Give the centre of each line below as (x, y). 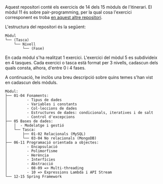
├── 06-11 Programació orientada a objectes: (52, 143)
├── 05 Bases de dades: (29, 121)
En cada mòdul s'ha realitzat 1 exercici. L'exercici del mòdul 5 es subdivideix (81, 57)
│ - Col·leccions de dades (41, 109)
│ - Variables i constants (41, 104)
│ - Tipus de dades (34, 100)
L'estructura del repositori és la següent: (45, 27)
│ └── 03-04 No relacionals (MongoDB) (51, 138)
